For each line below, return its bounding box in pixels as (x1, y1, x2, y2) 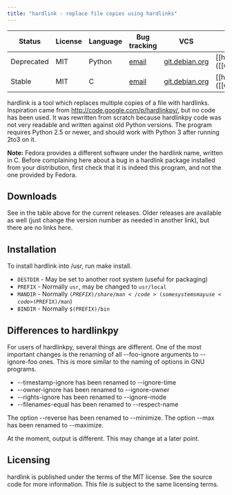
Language (88, 36, 123, 46)
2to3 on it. (7, 135, 37, 144)
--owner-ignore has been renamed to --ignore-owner (17, 386, 170, 394)
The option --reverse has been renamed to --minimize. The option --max (7, 414, 215, 422)
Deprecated (10, 57, 50, 66)
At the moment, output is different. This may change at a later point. (7, 434, 200, 443)
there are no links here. (7, 224, 73, 232)
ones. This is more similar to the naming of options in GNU (39, 358, 205, 366)
